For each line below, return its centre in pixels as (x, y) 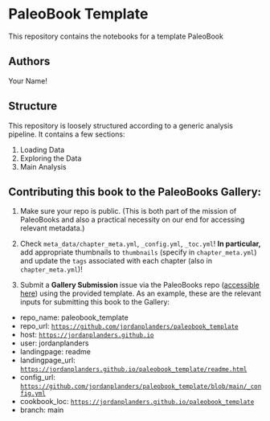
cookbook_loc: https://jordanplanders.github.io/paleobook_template (137, 402)
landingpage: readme (55, 352)
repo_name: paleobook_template (74, 317)
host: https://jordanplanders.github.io (87, 335)
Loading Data (42, 149)
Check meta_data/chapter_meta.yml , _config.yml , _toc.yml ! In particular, (140, 244)
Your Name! (28, 80)
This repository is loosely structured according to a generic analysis (121, 125)
